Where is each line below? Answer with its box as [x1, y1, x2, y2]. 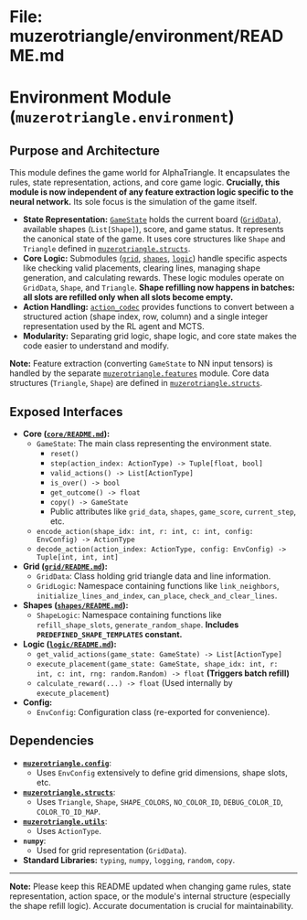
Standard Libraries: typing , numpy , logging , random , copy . [22, 854, 236, 865]
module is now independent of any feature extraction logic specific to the [9, 187, 294, 198]
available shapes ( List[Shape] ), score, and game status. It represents [22, 224, 284, 235]
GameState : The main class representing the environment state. [36, 438, 272, 449]
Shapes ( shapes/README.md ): [22, 600, 129, 610]
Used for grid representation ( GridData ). [36, 844, 187, 856]
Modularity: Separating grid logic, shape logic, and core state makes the [22, 331, 297, 342]
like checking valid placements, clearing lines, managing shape [22, 262, 260, 273]
